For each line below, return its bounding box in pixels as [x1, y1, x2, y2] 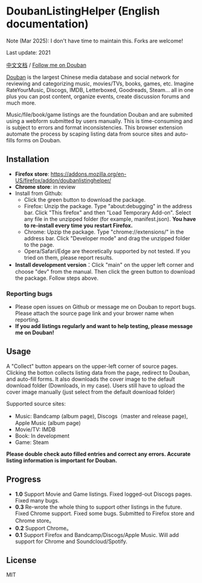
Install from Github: [14, 189, 63, 197]
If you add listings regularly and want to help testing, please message [14, 323, 193, 330]
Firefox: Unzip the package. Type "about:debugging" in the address [24, 202, 192, 209]
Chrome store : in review [14, 183, 76, 190]
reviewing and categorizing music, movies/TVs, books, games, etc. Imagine [6, 80, 194, 87]
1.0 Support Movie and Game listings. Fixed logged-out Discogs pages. [14, 490, 192, 498]
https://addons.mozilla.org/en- [50, 170, 127, 177]
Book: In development [14, 432, 70, 440]
